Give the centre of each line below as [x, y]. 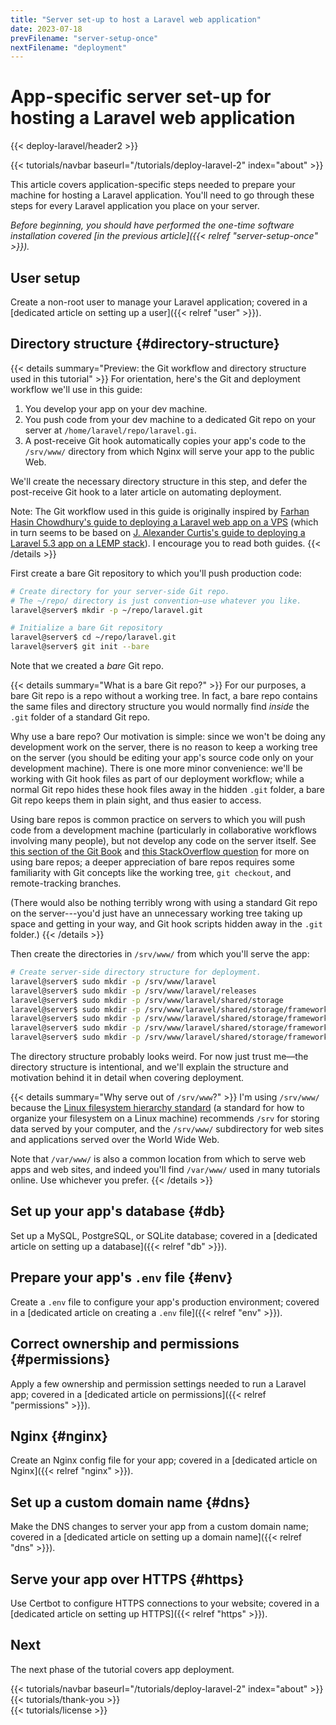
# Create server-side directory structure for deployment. [136, 972]
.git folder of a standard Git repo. [80, 717]
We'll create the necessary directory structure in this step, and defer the [159, 481]
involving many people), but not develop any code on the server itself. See [163, 841]
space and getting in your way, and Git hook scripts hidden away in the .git [166, 924]
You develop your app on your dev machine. [116, 408]
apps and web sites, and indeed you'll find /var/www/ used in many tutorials [165, 1170]
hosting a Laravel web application [153, 118]
